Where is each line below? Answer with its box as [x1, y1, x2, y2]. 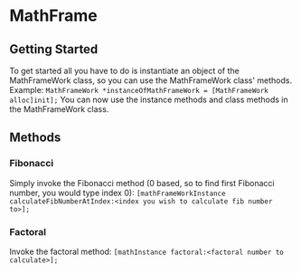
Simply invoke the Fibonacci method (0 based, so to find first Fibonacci [9, 177, 275, 188]
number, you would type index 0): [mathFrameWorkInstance [9, 187, 226, 198]
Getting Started [9, 42, 99, 57]
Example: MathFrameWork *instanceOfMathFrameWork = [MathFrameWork [9, 85, 269, 95]
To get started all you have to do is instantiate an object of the [9, 65, 240, 76]
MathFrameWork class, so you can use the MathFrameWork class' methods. [9, 75, 293, 86]
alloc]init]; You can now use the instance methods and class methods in [9, 94, 288, 105]
